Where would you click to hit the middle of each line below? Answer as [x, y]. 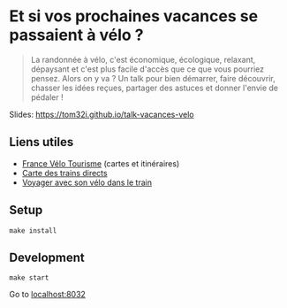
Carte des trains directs [64, 173]
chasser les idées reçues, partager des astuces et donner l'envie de [155, 88]
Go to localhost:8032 [48, 295]
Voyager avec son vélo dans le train [87, 182]
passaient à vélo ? [76, 35]
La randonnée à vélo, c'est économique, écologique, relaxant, [143, 59]
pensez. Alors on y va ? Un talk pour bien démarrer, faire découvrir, [153, 78]
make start [29, 278]
